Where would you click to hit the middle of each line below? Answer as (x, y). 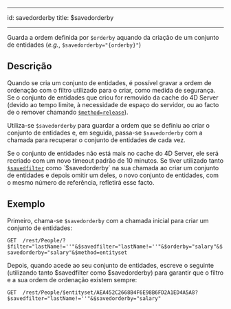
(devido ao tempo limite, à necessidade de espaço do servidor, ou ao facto (113, 104)
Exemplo (26, 204)
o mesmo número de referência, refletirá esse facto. (81, 182)
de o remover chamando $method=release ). (68, 112)
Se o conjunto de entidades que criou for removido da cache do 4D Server (113, 98)
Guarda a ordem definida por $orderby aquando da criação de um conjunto (113, 37)
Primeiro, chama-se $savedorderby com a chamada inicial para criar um (108, 220)
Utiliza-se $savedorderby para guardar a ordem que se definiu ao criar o (109, 125)
